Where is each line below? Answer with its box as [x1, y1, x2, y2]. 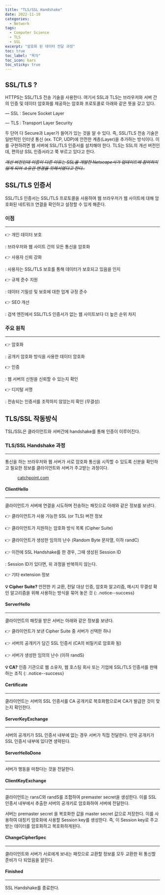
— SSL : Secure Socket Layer [5, 110, 65, 116]
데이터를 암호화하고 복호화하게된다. [14, 823, 82, 829]
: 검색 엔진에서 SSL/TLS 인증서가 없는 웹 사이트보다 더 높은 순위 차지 [5, 311, 137, 317]
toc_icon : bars [5, 58, 36, 63]
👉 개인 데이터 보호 [5, 232, 42, 237]
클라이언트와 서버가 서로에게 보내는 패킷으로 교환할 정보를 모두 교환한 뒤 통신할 [5, 851, 156, 856]
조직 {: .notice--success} [14, 670, 64, 676]
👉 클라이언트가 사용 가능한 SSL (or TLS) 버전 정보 [5, 513, 103, 519]
